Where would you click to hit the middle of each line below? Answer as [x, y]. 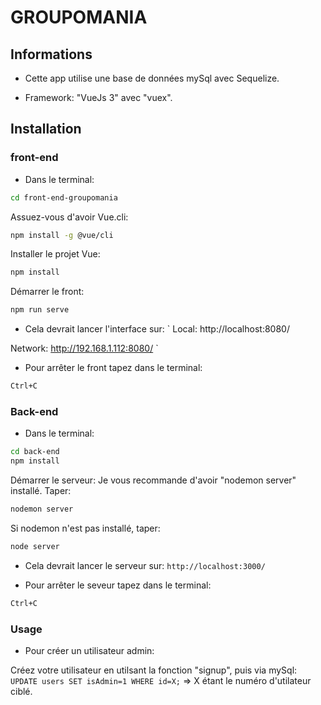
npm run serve [40, 310]
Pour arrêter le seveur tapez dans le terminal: [118, 585]
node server [35, 546]
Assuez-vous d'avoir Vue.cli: [69, 217]
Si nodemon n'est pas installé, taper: [85, 528]
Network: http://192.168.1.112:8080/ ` [84, 348]
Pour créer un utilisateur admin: [89, 651]
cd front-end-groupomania [64, 197]
